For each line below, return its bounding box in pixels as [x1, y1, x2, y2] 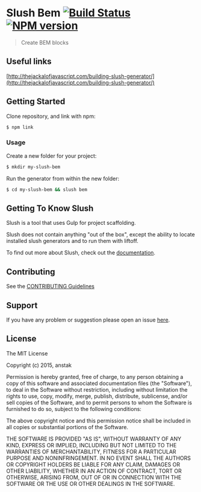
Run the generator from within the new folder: [6, 175, 120, 182]
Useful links [6, 56, 52, 66]
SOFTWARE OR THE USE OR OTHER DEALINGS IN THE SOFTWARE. [6, 480, 175, 487]
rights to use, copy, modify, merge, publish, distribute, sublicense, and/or [6, 392, 188, 400]
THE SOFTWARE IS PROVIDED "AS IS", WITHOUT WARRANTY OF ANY [6, 435, 182, 442]
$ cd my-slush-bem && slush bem [6, 186, 87, 193]
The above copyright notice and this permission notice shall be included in [6, 417, 191, 424]
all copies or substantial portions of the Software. [6, 423, 128, 430]
